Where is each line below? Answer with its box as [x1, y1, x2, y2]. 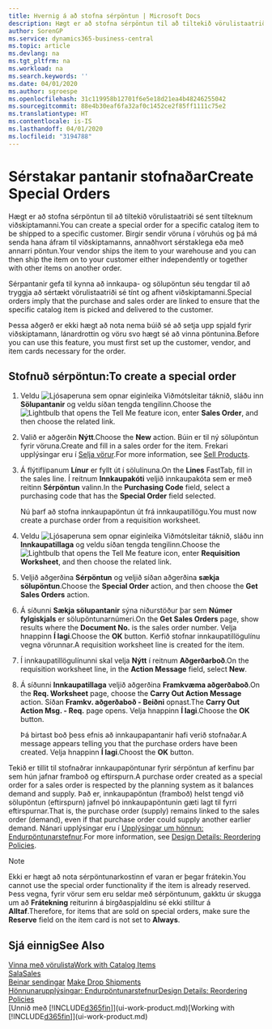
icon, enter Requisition [163, 549, 240, 558]
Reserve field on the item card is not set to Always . [8, 915, 181, 924]
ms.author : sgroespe [8, 87, 79, 96]
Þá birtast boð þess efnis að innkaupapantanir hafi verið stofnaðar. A [19, 730, 247, 740]
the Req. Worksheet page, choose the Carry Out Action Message [19, 689, 242, 698]
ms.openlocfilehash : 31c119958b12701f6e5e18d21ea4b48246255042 [8, 95, 227, 103]
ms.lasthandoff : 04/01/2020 [8, 125, 104, 133]
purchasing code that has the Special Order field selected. [19, 491, 216, 501]
